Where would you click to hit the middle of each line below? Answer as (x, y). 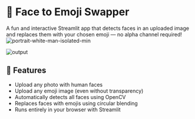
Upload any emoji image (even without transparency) (79, 91)
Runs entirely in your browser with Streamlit (67, 109)
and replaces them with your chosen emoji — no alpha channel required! (94, 34)
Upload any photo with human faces (59, 84)
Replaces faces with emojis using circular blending (76, 103)
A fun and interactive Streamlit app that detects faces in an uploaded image (98, 28)
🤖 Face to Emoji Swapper (68, 12)
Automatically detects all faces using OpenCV (70, 97)
